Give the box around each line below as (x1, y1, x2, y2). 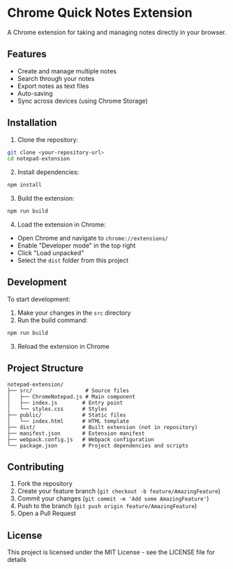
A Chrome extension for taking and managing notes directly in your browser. (7, 28, 227, 36)
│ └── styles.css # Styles (7, 405, 108, 412)
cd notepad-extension (7, 155, 70, 162)
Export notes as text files (17, 82, 89, 90)
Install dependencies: (17, 168, 80, 176)
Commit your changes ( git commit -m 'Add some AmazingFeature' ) (17, 494, 209, 503)
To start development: (7, 295, 71, 303)
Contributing (7, 461, 64, 473)
